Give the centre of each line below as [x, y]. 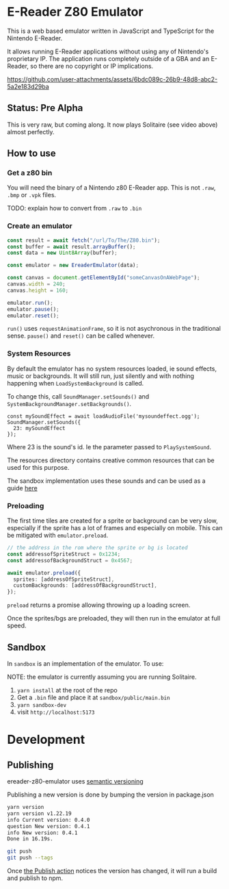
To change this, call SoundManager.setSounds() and [78, 396]
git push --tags [30, 858]
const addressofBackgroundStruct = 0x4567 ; [70, 560]
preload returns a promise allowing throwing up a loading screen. [99, 605]
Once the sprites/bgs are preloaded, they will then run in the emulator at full [114, 618]
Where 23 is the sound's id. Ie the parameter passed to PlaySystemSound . [109, 447]
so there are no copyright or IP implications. [92, 66]
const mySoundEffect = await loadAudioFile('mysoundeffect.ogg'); [104, 416]
